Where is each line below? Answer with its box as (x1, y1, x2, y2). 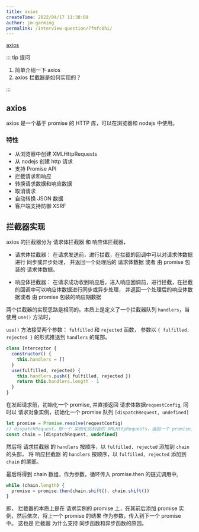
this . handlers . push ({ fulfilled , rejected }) (17, 373, 131, 379)
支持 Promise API (14, 165, 57, 172)
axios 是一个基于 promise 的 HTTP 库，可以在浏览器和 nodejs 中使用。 (6, 119, 178, 127)
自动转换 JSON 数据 (14, 195, 63, 202)
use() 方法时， (17, 313, 54, 321)
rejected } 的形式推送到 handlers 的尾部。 (6, 333, 111, 341)
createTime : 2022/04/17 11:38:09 (6, 14, 89, 20)
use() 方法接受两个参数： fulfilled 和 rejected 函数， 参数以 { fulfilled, (6, 326, 190, 333)
